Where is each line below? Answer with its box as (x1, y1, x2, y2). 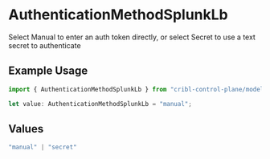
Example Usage (8, 64, 88, 78)
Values (8, 122, 44, 136)
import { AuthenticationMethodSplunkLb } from (8, 85, 167, 93)
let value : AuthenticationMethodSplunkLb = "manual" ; (8, 100, 193, 108)
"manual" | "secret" (8, 143, 78, 152)
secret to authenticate (8, 40, 82, 50)
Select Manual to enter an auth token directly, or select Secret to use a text (8, 32, 256, 42)
